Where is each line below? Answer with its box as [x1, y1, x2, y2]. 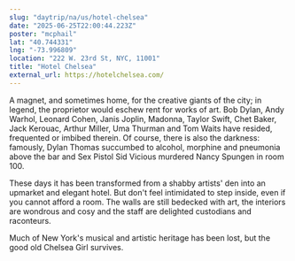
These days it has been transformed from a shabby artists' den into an [9, 178, 266, 188]
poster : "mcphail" [9, 29, 77, 38]
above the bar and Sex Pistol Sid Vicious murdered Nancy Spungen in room [9, 151, 285, 162]
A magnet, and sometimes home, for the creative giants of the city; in [9, 95, 262, 105]
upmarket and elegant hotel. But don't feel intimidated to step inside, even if [9, 187, 286, 197]
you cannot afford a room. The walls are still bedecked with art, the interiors [9, 196, 286, 207]
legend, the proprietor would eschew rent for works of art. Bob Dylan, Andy [9, 104, 285, 115]
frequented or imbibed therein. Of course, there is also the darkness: [9, 132, 260, 142]
